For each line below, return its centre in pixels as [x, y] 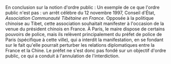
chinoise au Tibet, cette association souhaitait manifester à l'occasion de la [85, 23]
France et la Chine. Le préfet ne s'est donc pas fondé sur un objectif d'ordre [86, 51]
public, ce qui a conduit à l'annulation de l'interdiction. [62, 56]
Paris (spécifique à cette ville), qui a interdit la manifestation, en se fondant [84, 40]
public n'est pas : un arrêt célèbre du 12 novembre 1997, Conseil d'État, [80, 13]
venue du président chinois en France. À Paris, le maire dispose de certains [85, 29]
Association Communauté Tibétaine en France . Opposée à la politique [80, 18]
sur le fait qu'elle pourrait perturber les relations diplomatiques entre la [80, 45]
